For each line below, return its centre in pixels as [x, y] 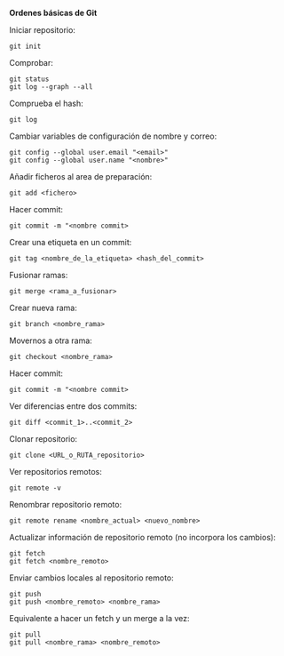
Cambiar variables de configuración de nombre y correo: [113, 136]
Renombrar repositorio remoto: [66, 504]
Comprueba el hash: [47, 103]
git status [29, 79]
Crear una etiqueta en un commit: [71, 242]
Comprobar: [31, 63]
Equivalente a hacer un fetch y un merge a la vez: [99, 618]
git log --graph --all [51, 87]
